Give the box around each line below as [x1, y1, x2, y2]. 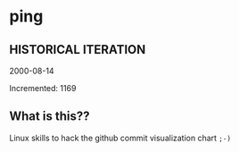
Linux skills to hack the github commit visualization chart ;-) [9, 132, 232, 143]
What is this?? [9, 109, 90, 124]
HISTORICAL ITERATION [9, 42, 146, 57]
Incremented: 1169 [9, 83, 77, 93]
